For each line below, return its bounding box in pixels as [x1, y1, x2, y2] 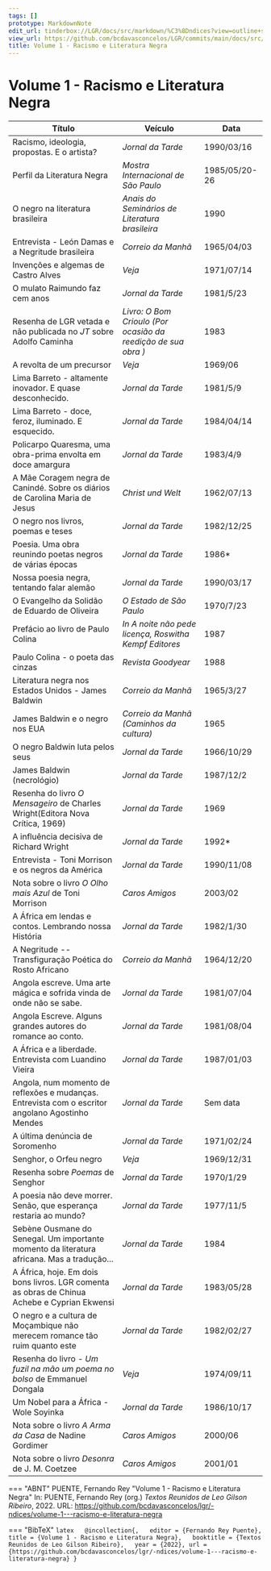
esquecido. [12, 426, 55, 437]
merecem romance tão [12, 1330, 98, 1341]
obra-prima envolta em [12, 449, 101, 460]
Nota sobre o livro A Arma [12, 1420, 111, 1431]
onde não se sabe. [12, 998, 82, 1009]
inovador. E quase [12, 382, 81, 394]
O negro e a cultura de [12, 1310, 98, 1321]
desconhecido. [12, 393, 69, 404]
